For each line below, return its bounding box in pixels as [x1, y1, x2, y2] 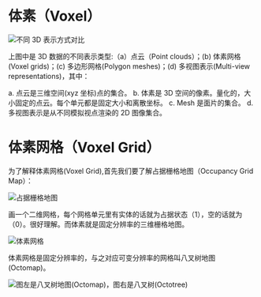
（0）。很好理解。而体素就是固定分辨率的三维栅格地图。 [8, 219, 189, 229]
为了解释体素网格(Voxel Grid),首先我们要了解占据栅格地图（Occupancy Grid [8, 166, 254, 175]
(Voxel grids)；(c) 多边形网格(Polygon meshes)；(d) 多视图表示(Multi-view [8, 61, 251, 71]
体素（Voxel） [8, 7, 101, 25]
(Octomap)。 [8, 262, 50, 273]
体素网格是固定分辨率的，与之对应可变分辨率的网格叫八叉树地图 [8, 253, 215, 262]
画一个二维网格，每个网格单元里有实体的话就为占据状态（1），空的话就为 [8, 209, 243, 219]
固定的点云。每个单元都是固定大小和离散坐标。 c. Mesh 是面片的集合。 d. [14, 98, 254, 107]
